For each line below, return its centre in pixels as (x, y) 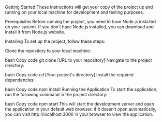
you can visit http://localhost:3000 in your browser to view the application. (79, 114)
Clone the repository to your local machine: (48, 51)
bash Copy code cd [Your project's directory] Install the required (69, 75)
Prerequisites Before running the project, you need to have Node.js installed (81, 22)
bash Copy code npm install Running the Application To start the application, (81, 89)
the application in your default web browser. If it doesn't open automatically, (81, 109)
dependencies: (20, 80)
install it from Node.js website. (35, 32)
